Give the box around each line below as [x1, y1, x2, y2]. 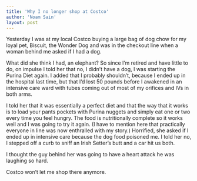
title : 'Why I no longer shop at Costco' [6, 8, 109, 15]
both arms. [6, 90, 32, 98]
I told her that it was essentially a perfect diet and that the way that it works [6, 102, 188, 109]
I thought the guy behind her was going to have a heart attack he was [6, 151, 175, 158]
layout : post [6, 19, 38, 25]
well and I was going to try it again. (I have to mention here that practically [6, 121, 185, 128]
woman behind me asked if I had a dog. [6, 48, 102, 55]
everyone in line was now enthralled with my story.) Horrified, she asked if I [6, 127, 189, 134]
